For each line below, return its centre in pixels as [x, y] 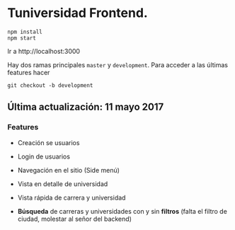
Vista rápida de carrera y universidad [71, 197]
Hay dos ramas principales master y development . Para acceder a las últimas [118, 64]
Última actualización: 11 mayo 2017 [86, 107]
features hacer [29, 72]
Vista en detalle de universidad [63, 184]
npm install [25, 32]
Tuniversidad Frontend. [78, 13]
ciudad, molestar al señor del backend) [75, 219]
